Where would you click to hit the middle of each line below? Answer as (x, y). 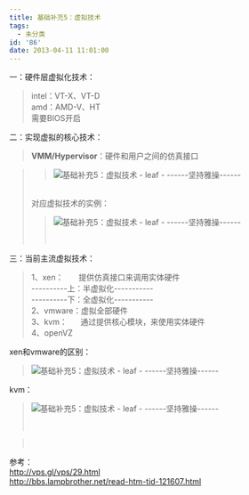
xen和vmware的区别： (50, 352)
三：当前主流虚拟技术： (52, 258)
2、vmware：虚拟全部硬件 (79, 311)
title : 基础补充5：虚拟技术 (55, 17)
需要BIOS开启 (56, 118)
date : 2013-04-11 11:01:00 (59, 51)
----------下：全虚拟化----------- (92, 300)
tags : (19, 26)
